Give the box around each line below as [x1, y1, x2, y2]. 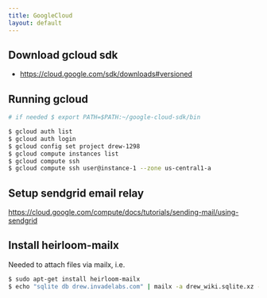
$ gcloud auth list [8, 128, 73, 136]
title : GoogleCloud [8, 11, 73, 20]
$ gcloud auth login [8, 135, 77, 143]
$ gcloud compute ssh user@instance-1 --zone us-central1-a [8, 164, 212, 173]
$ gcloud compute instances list [8, 150, 119, 158]
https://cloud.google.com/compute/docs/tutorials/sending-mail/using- [8, 208, 239, 217]
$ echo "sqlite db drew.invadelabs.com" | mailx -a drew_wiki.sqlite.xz [8, 282, 254, 290]
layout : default [8, 19, 62, 27]
